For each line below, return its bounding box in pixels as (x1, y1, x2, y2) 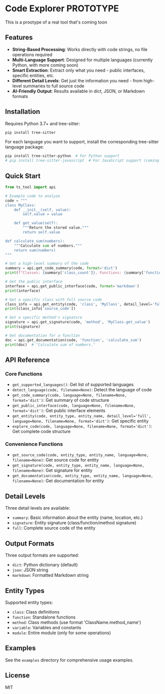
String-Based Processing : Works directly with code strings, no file (12, 46, 148, 52)
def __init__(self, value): (14, 207, 71, 212)
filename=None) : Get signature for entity (12, 467, 93, 473)
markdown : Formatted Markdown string (12, 572, 89, 578)
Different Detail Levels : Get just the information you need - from (12, 77, 143, 83)
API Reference (5, 356, 50, 364)
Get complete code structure (12, 429, 71, 435)
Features (5, 33, 33, 42)
